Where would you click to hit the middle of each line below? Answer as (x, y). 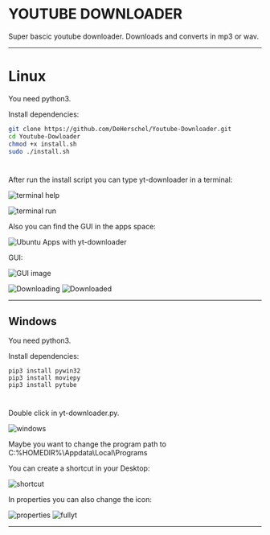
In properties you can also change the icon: (80, 499)
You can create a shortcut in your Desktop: (79, 468)
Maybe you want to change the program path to (88, 444)
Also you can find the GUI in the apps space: (82, 226)
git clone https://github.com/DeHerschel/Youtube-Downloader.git (120, 129)
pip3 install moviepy (45, 378)
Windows (33, 321)
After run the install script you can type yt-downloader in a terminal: (121, 179)
